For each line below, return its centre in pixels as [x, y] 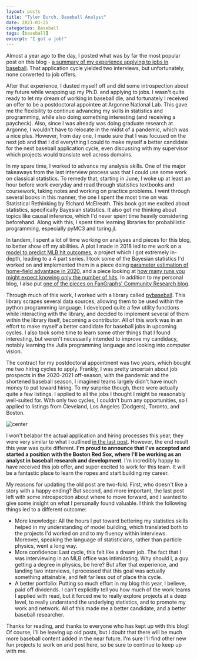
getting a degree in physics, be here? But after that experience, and [96, 565]
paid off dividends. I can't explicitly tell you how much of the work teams [102, 590]
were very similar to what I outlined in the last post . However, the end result [97, 442]
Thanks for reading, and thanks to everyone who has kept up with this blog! [98, 626]
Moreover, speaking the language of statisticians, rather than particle [98, 540]
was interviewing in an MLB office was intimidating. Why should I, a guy [101, 558]
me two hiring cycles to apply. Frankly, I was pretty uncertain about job [92, 369]
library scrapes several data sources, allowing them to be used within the [95, 301]
